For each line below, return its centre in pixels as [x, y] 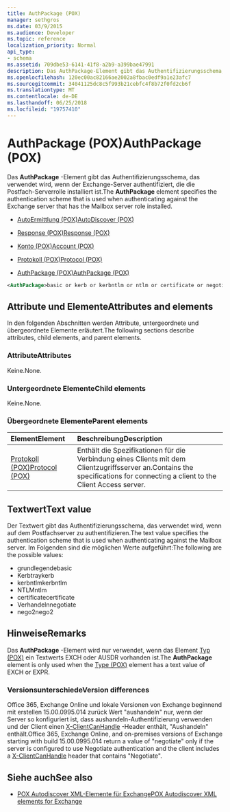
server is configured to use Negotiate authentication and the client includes [113, 749]
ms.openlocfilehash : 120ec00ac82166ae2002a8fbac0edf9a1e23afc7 [99, 77]
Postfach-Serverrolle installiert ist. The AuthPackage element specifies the [112, 191]
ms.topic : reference [37, 39]
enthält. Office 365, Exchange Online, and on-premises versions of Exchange [115, 734]
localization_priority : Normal [52, 45]
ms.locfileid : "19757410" [44, 109]
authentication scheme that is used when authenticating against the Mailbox [115, 541]
